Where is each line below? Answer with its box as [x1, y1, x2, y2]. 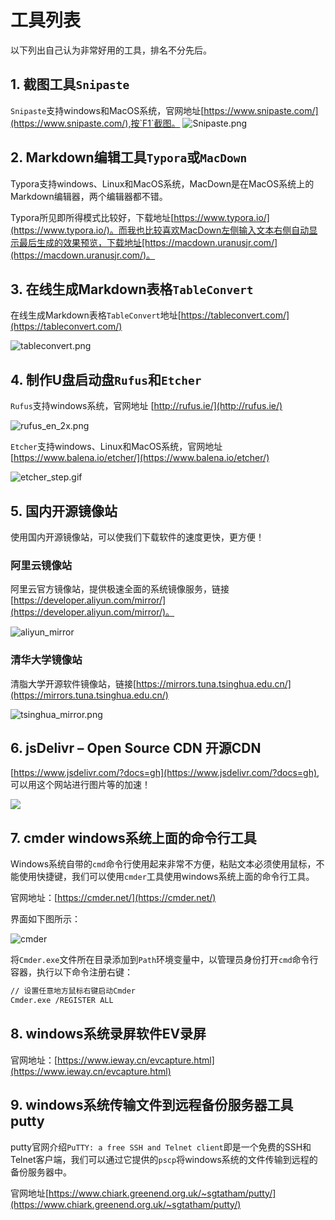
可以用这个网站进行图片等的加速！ [10, 779, 151, 791]
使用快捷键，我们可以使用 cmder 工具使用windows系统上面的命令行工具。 [18, 871, 315, 883]
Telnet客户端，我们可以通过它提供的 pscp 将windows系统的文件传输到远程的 [10, 1153, 318, 1165]
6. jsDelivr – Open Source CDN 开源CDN [10, 739, 262, 756]
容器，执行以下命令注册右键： [10, 966, 133, 978]
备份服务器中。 [10, 1166, 72, 1178]
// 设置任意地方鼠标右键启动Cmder [10, 986, 136, 996]
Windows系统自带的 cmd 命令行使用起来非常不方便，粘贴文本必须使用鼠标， [10, 858, 317, 870]
